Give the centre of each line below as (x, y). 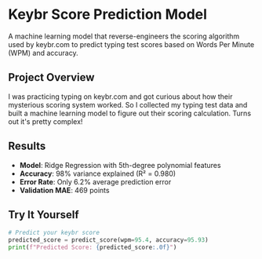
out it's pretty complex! (45, 121)
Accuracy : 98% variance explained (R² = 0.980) (98, 173)
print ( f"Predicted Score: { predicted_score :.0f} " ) (93, 248)
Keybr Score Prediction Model (108, 15)
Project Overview (51, 77)
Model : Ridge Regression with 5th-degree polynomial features (120, 165)
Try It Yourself (44, 215)
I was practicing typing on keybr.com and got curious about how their (120, 97)
